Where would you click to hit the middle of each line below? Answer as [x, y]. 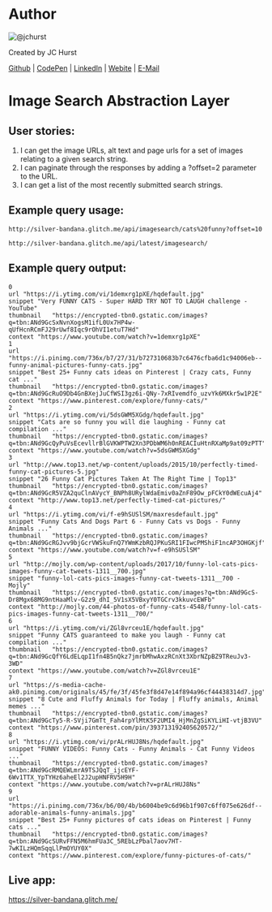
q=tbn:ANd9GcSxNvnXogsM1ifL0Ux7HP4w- [72, 322]
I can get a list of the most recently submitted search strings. [121, 184]
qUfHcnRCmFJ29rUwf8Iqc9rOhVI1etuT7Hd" [74, 330]
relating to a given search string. [74, 158]
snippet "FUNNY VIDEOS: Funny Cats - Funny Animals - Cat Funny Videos [132, 749]
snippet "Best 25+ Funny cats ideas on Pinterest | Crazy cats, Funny [130, 372]
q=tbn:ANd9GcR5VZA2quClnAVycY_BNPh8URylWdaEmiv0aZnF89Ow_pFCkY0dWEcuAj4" [136, 493]
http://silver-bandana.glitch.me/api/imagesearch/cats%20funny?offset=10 [136, 229]
